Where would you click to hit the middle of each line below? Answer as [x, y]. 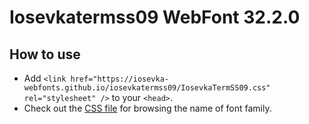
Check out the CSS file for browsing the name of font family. [147, 108]
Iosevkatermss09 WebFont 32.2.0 [155, 17]
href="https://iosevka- [119, 79]
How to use [45, 54]
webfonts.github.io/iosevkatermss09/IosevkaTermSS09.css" [147, 88]
